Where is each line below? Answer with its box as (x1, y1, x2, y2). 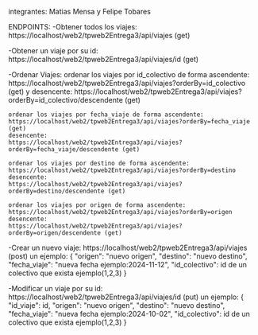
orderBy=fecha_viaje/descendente (8, 146, 119, 154)
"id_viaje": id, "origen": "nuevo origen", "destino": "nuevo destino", (8, 301, 225, 310)
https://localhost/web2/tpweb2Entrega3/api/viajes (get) (8, 31, 191, 40)
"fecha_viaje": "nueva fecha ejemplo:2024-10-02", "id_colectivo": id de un (8, 310, 250, 318)
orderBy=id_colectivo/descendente (8, 95, 123, 104)
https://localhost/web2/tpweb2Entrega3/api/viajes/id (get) (8, 55, 199, 64)
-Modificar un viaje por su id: (8, 284, 103, 293)
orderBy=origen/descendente (8, 229, 102, 237)
